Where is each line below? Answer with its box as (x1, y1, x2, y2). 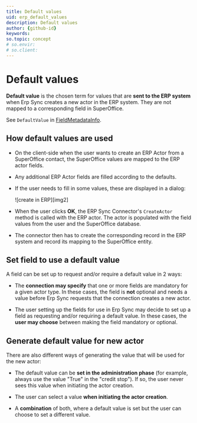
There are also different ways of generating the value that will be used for (6, 351, 185, 359)
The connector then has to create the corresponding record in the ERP (14, 231, 186, 238)
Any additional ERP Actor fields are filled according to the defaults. (14, 173, 177, 180)
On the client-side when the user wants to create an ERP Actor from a (14, 149, 184, 156)
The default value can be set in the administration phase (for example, (14, 369, 188, 376)
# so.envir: (6, 42, 35, 48)
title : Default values (6, 8, 62, 15)
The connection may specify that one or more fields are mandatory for (14, 282, 188, 289)
